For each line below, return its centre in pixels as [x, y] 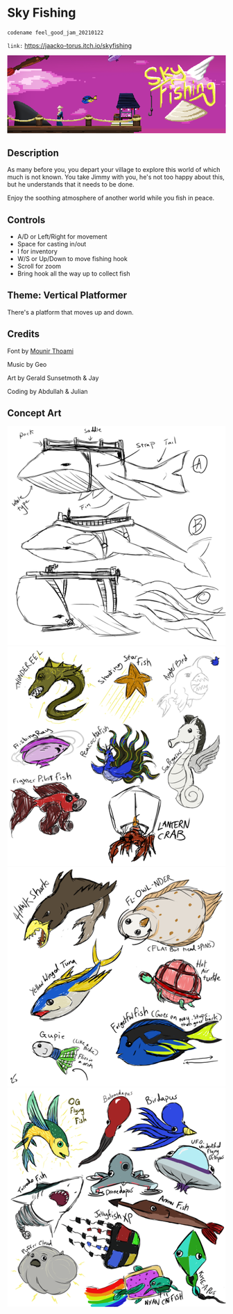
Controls [26, 220]
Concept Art [34, 413]
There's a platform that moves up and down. [70, 312]
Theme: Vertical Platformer [67, 295]
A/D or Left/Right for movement [62, 236]
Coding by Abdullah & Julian [48, 391]
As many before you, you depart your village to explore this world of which [114, 170]
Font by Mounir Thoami [41, 351]
